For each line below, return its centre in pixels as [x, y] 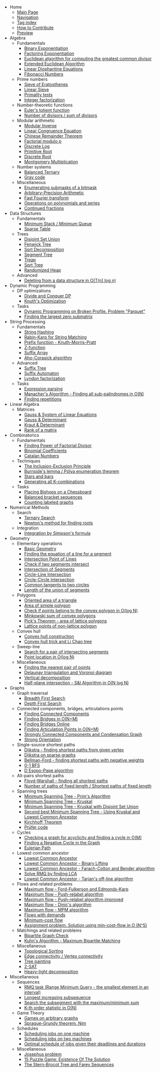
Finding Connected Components [56, 714]
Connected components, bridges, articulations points [70, 709]
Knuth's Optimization [45, 301]
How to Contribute [35, 28]
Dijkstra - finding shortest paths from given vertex [74, 750]
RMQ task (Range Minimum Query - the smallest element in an [86, 987]
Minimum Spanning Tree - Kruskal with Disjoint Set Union [81, 806]
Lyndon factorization [45, 378]
